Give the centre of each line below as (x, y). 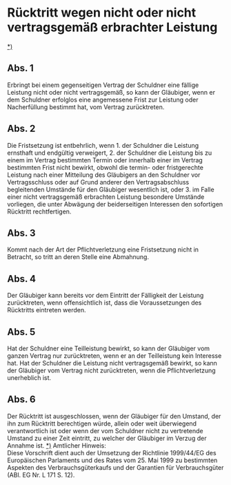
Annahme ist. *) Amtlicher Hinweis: (57, 445)
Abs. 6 (21, 400)
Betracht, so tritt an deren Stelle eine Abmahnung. (78, 257)
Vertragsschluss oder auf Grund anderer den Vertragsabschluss (98, 182)
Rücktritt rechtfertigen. (39, 211)
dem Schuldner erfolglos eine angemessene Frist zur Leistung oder (103, 99)
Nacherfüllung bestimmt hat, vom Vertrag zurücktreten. (86, 107)
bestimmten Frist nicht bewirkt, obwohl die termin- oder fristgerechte (105, 167)
